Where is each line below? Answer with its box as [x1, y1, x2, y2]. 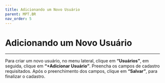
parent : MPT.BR [5, 12, 36, 17]
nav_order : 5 [5, 16, 32, 21]
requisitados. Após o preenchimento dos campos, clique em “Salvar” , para [5, 68, 158, 74]
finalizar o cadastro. [5, 74, 46, 80]
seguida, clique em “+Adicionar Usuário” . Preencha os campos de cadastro [5, 63, 160, 69]
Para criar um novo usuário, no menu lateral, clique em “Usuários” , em [5, 58, 149, 64]
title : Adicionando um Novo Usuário [5, 7, 80, 12]
